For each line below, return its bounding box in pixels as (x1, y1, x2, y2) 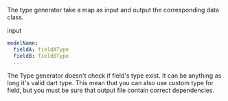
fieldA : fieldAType (13, 46, 69, 53)
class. (7, 13, 24, 21)
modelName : (7, 40, 38, 47)
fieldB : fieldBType (13, 52, 69, 59)
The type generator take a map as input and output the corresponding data (7, 6, 220, 14)
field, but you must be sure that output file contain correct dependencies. (7, 86, 215, 94)
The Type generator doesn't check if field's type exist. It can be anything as (7, 71, 222, 80)
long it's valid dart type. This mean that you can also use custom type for (7, 78, 214, 87)
